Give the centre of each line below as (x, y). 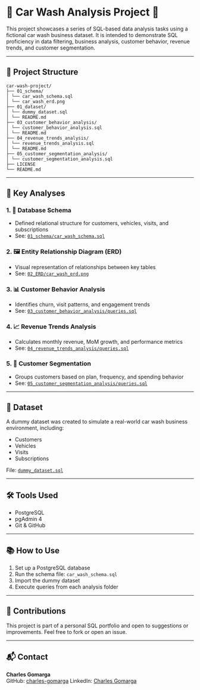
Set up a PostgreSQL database (52, 568)
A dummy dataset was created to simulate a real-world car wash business (97, 422)
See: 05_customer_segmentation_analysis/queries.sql (81, 383)
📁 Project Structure (42, 72)
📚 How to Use (33, 551)
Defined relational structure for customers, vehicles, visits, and (92, 223)
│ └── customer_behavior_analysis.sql (54, 128)
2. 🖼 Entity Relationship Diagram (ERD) (64, 252)
